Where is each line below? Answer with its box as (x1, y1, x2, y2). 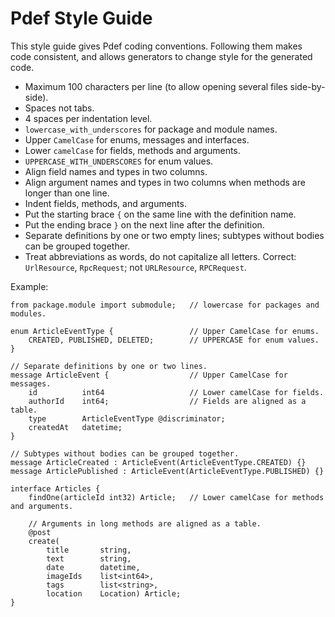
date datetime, (46, 562, 141, 572)
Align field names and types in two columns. (24, 165, 208, 177)
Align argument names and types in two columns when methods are (24, 176, 306, 188)
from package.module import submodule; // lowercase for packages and (10, 300, 320, 310)
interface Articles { (10, 483, 101, 494)
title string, (46, 545, 132, 555)
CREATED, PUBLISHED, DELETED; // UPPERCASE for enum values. (28, 335, 320, 345)
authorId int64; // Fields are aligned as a (28, 396, 307, 406)
